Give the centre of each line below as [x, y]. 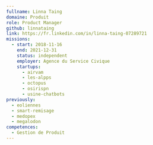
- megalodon [26, 122]
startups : [29, 67]
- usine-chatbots [43, 94]
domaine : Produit [28, 17]
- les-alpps [36, 78]
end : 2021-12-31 [37, 50]
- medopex [23, 116]
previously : [21, 99]
